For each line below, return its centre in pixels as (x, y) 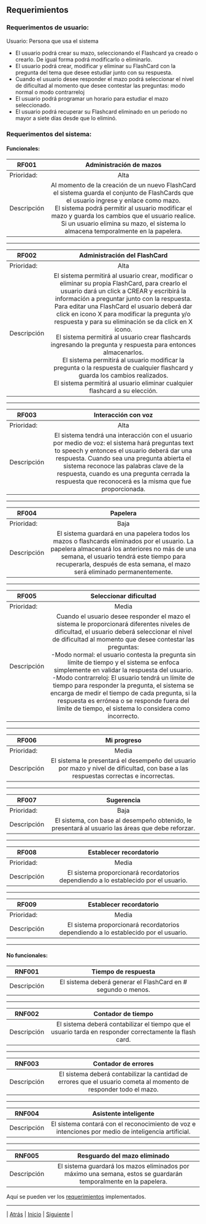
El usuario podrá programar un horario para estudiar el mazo (92, 98)
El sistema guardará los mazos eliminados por (123, 1166)
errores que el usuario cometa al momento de (124, 1082)
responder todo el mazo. (123, 1090)
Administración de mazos (123, 165)
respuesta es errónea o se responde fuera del (123, 700)
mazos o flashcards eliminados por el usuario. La (124, 541)
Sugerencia (124, 800)
